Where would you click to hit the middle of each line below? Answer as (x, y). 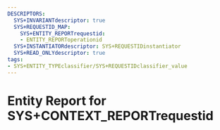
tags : (15, 60)
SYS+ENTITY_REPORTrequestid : (63, 33)
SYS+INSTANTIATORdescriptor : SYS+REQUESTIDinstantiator (97, 46)
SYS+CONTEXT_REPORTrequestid (110, 116)
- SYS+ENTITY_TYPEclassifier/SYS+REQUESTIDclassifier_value (98, 66)
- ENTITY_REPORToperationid (61, 40)
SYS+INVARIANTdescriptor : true (60, 20)
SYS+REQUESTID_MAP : (42, 27)
